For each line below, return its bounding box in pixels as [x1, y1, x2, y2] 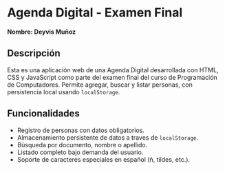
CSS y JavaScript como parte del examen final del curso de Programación [7, 73, 218, 81]
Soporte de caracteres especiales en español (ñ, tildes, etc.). [17, 155, 191, 163]
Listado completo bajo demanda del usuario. [17, 148, 144, 156]
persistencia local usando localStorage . [7, 87, 120, 96]
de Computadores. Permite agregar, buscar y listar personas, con [7, 81, 193, 89]
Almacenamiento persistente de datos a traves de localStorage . [17, 133, 199, 142]
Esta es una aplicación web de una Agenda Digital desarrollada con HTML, [7, 65, 219, 74]
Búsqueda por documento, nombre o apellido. [17, 140, 148, 149]
